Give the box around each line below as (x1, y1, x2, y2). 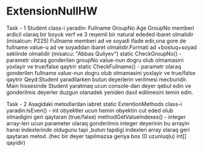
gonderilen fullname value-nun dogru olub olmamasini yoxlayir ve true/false (6, 69, 196, 76)
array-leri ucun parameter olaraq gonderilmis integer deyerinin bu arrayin (6, 119, 190, 127)
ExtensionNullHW (6, 4, 98, 18)
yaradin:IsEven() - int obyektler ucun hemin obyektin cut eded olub (6, 107, 174, 114)
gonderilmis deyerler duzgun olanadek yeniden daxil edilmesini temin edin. (6, 88, 193, 96)
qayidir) (6, 139, 26, 146)
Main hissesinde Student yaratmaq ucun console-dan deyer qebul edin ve (6, 82, 191, 89)
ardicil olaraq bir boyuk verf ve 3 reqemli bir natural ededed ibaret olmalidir (6, 30, 194, 38)
